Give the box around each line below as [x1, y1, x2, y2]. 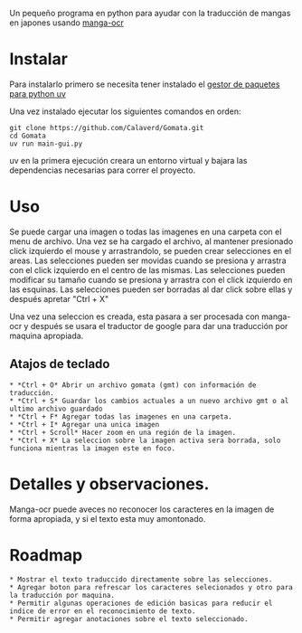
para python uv [9, 88, 66, 99]
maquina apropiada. [9, 330, 84, 341]
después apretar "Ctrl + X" [9, 293, 109, 304]
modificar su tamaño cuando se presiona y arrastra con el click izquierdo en [9, 274, 293, 285]
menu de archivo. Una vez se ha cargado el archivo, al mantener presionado [9, 235, 294, 247]
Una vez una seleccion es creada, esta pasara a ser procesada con [9, 311, 260, 322]
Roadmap [9, 544, 83, 565]
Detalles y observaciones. [9, 474, 210, 494]
